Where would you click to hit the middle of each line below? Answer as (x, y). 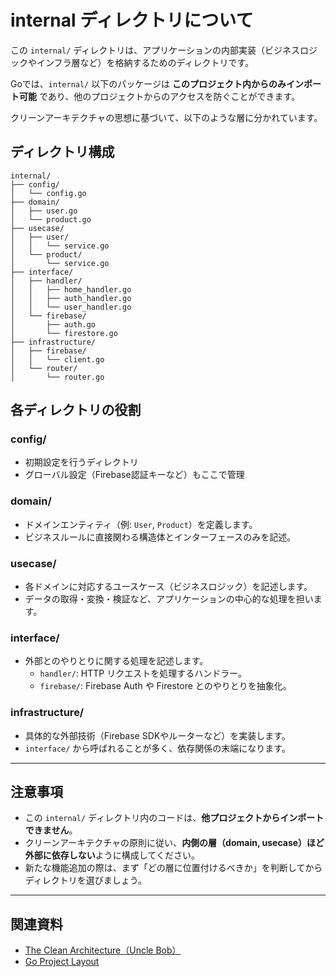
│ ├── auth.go (53, 324)
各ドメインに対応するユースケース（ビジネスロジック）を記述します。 (168, 587)
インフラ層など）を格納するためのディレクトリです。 (145, 62)
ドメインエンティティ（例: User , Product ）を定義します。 (141, 524)
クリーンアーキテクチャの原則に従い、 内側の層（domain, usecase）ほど (174, 843)
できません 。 (51, 830)
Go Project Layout (62, 962)
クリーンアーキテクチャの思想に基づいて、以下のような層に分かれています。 (166, 117)
